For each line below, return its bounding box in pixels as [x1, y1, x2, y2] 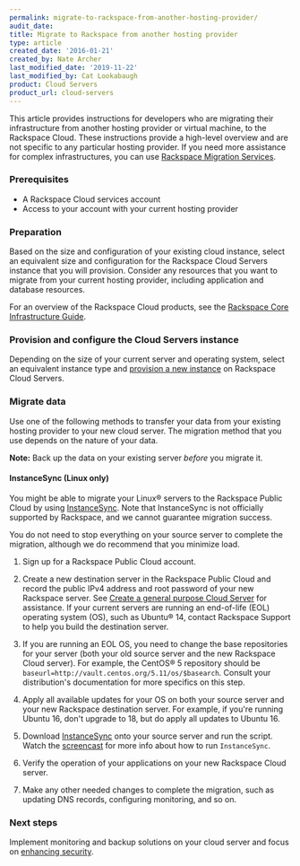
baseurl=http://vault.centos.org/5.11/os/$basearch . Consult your [21, 667, 271, 678]
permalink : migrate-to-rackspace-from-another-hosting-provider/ [9, 13, 258, 22]
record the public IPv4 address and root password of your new [21, 582, 254, 593]
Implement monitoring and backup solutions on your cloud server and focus [9, 836, 289, 848]
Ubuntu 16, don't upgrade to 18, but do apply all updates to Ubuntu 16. [21, 713, 280, 723]
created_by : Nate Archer [9, 55, 102, 64]
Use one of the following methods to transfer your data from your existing [9, 416, 281, 426]
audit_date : [9, 22, 54, 31]
